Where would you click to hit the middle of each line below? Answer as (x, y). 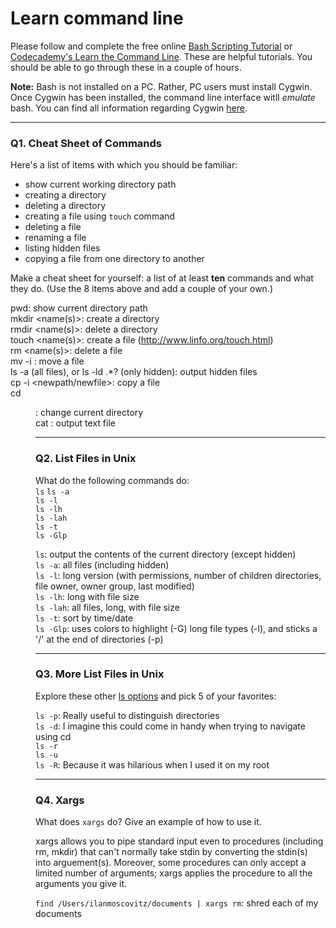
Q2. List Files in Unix (86, 459)
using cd (53, 736)
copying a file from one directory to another (114, 259)
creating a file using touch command (99, 216)
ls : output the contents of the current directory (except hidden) (166, 554)
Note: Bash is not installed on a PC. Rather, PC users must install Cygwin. (161, 86)
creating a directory (65, 195)
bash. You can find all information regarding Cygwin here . (129, 108)
